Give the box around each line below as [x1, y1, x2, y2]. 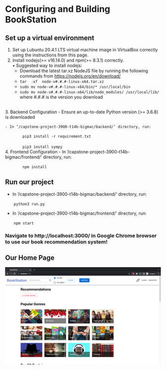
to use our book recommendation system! [5, 238, 108, 245]
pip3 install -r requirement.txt [22, 134, 91, 139]
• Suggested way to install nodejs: [12, 63, 83, 68]
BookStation [5, 14, 57, 25]
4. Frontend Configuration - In [5, 149, 66, 154]
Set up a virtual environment [5, 34, 95, 42]
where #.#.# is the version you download [19, 94, 103, 100]
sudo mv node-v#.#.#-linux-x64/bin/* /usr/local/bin [19, 85, 131, 90]
